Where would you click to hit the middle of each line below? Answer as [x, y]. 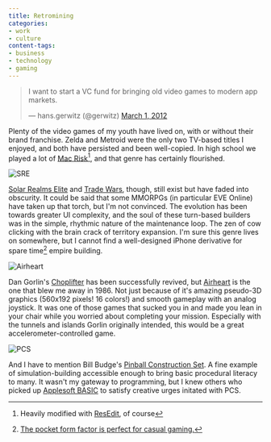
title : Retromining [41, 16]
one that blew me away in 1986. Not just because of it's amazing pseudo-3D [135, 290]
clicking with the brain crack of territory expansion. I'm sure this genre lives [134, 232]
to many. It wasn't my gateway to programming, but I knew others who [125, 382]
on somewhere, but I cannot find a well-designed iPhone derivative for [125, 241]
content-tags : [32, 46]
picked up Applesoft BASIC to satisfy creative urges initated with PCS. [125, 390]
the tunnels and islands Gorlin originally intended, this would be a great [126, 325]
